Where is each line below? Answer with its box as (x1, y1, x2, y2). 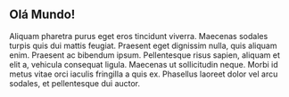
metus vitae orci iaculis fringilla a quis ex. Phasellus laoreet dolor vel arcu (9, 69, 278, 79)
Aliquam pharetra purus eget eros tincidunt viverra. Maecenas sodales (9, 30, 268, 41)
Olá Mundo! (9, 7, 76, 22)
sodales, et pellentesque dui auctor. (9, 77, 141, 88)
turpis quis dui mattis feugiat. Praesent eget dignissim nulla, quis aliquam (9, 40, 277, 51)
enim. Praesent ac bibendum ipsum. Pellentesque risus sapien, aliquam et (9, 49, 281, 61)
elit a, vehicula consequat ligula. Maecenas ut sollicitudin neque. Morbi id (9, 59, 278, 69)
